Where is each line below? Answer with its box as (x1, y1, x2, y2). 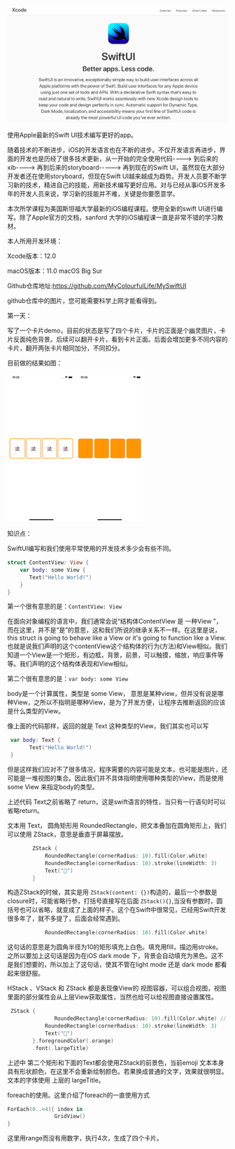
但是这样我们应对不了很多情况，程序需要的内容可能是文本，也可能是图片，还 (7, 765, 228, 774)
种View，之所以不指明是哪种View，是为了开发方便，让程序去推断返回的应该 (7, 698, 226, 706)
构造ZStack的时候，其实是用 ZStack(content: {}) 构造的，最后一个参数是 (7, 888, 218, 896)
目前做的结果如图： (7, 359, 63, 368)
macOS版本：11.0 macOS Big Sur (7, 267, 103, 275)
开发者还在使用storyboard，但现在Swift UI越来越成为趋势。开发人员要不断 (7, 172, 221, 180)
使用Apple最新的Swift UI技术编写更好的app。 (7, 131, 138, 140)
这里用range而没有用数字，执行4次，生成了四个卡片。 (7, 1134, 163, 1143)
